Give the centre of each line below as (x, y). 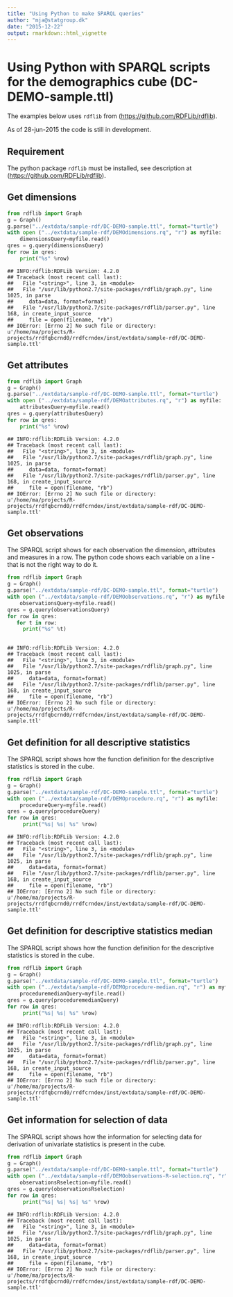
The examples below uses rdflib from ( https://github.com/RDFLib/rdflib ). (112, 116)
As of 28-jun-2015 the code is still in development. (79, 130)
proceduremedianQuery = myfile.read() (73, 994)
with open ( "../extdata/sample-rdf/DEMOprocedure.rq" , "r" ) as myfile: (113, 799)
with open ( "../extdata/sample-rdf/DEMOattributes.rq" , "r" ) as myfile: (114, 401)
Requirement (36, 151)
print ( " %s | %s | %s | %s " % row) (66, 1202)
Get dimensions (42, 198)
